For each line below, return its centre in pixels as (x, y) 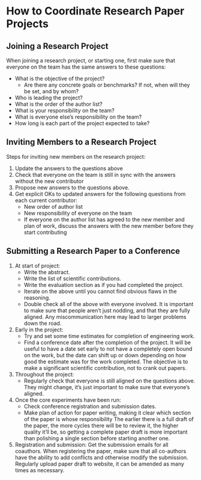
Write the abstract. (47, 272)
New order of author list (53, 206)
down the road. (43, 323)
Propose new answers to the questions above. (72, 187)
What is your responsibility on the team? (65, 110)
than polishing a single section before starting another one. (97, 438)
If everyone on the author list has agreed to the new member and (104, 219)
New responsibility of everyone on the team (78, 213)
